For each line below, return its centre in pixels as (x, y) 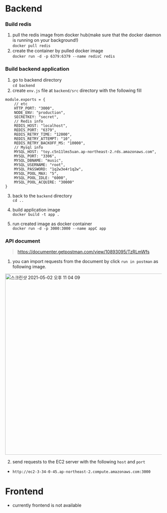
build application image (36, 210)
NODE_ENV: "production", (40, 112)
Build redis (18, 24)
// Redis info (29, 121)
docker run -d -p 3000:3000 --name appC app (59, 228)
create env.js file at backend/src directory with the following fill (77, 90)
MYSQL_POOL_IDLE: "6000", (41, 178)
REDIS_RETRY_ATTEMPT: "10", (43, 139)
